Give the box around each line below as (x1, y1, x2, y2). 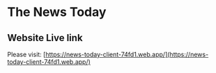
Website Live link (7, 32, 83, 44)
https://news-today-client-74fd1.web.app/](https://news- (45, 50, 209, 58)
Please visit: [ (7, 50, 46, 58)
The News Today (7, 4, 107, 20)
